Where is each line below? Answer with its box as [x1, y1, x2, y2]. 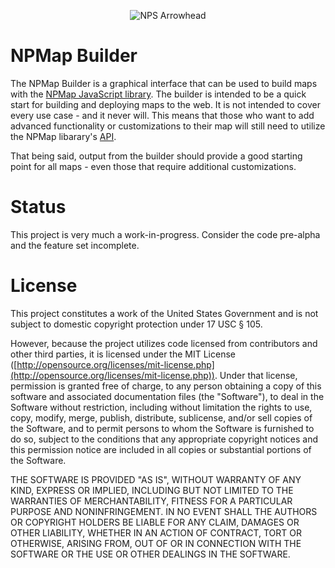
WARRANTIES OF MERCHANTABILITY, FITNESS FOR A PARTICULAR [10, 495, 293, 507]
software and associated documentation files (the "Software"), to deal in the [10, 390, 325, 402]
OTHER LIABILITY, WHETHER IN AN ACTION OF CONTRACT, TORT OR [10, 526, 302, 539]
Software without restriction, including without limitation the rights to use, [10, 401, 313, 413]
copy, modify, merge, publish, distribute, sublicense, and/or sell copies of [10, 411, 313, 424]
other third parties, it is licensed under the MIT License [10, 348, 236, 360]
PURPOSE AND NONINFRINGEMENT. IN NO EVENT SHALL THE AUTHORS [10, 505, 318, 517]
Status [10, 196, 67, 219]
